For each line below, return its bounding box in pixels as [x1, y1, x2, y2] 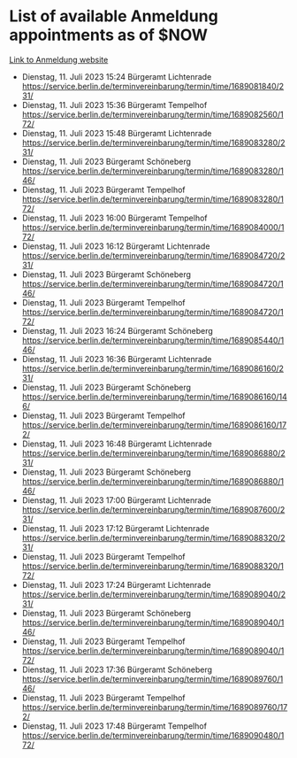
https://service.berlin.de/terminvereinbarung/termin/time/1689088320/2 [21, 532, 286, 543]
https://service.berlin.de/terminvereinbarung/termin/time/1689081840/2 [21, 81, 285, 91]
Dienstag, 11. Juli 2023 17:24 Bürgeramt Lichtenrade [21, 579, 211, 590]
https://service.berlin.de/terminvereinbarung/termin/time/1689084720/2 [21, 250, 286, 260]
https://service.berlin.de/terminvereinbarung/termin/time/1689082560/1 [21, 109, 285, 120]
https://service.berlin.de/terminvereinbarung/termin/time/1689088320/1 [21, 561, 285, 571]
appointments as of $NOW [9, 25, 209, 45]
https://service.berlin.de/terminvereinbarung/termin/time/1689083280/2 [21, 137, 286, 148]
